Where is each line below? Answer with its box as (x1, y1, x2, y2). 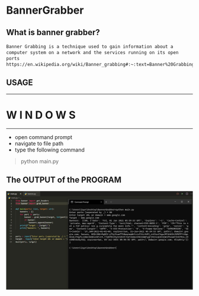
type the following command (14, 146, 85, 153)
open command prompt (14, 133, 73, 140)
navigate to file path (14, 140, 64, 147)
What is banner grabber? (6, 27, 100, 37)
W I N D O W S (6, 108, 76, 122)
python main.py (20, 158, 59, 165)
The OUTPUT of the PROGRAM (6, 175, 121, 185)
